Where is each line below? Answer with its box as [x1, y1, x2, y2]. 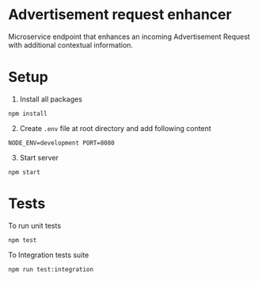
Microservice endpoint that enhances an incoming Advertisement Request [8, 32, 251, 41]
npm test [8, 236, 37, 244]
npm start [8, 168, 41, 176]
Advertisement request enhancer [8, 6, 232, 24]
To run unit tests [8, 221, 62, 230]
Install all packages [19, 94, 83, 104]
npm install [8, 110, 47, 117]
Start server [19, 152, 59, 162]
